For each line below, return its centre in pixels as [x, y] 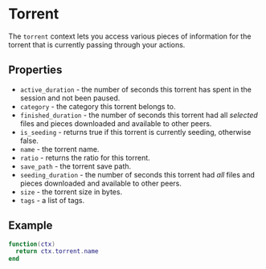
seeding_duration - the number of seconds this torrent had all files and [137, 174]
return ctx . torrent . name [57, 251]
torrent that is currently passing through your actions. [97, 44]
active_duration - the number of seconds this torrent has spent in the [135, 89]
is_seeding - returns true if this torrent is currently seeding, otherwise [135, 132]
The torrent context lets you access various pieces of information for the [130, 36]
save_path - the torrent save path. [76, 166]
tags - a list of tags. [52, 200]
